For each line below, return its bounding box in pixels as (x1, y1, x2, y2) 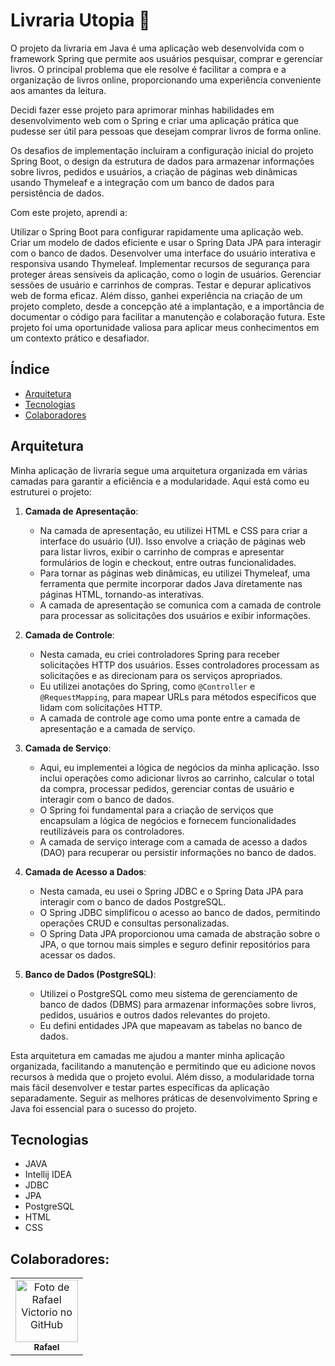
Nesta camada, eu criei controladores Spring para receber (39, 648, 280, 660)
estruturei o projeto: (10, 485, 92, 498)
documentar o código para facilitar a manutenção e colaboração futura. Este (10, 310, 326, 323)
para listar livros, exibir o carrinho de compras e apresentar (39, 545, 285, 558)
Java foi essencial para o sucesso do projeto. (10, 1102, 197, 1114)
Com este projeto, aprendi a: (10, 206, 128, 218)
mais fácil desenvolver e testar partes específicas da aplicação (10, 1081, 270, 1093)
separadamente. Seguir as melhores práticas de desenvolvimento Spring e (10, 1092, 318, 1104)
